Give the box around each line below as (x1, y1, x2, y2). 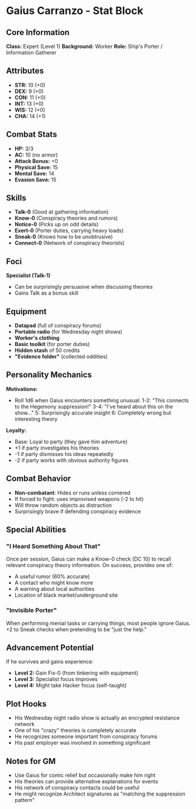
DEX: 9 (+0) (14, 88, 44, 95)
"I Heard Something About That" (6, 542, 101, 550)
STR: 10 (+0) (14, 81, 46, 88)
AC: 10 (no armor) (14, 151, 59, 158)
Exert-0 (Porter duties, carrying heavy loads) (14, 227, 124, 234)
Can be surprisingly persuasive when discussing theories (14, 284, 153, 291)
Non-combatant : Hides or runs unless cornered (14, 489, 130, 496)
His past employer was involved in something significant (14, 739, 150, 746)
